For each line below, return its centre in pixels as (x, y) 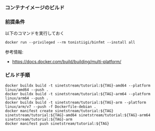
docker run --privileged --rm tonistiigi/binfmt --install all (70, 43)
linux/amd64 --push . (27, 90)
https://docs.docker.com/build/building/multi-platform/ (67, 62)
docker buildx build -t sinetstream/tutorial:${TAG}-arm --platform (76, 102)
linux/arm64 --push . (27, 98)
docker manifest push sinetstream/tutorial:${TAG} (57, 124)
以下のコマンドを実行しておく (35, 33)
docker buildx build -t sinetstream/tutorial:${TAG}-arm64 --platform (78, 94)
